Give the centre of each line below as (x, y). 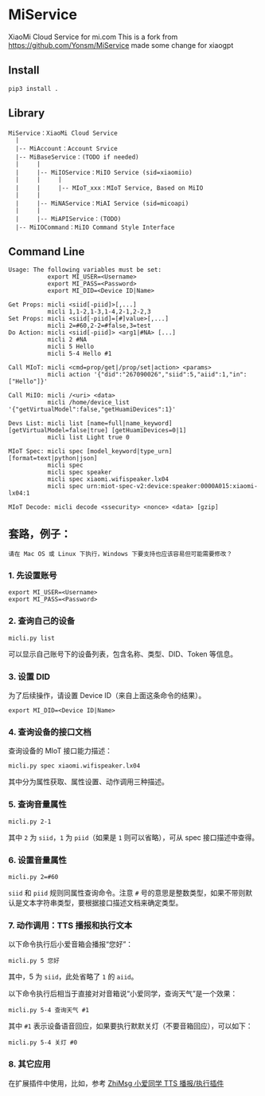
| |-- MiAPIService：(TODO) (68, 219)
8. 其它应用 (29, 1064)
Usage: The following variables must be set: (85, 270)
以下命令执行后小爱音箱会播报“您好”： (71, 944)
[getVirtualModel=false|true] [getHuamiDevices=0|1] (97, 431)
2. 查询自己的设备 (42, 621)
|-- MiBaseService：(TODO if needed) (77, 157)
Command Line (47, 252)
